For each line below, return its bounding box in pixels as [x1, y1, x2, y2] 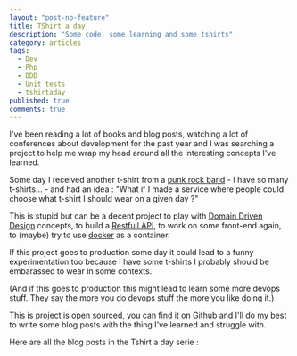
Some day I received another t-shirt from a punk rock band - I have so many [9, 175, 289, 186]
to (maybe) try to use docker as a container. [9, 229, 170, 241]
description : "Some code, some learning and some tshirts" [9, 29, 234, 38]
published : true [9, 95, 70, 105]
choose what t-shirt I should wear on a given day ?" [9, 194, 199, 204]
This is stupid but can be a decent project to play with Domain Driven [9, 211, 263, 221]
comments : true [9, 104, 66, 113]
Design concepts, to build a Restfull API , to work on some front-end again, [9, 220, 282, 231]
